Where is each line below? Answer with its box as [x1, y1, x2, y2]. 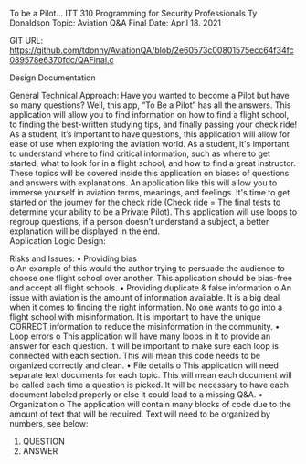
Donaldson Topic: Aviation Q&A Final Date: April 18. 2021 [9, 17, 222, 28]
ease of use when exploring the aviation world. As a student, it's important [9, 139, 290, 149]
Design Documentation [9, 72, 96, 83]
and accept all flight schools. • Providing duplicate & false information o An [9, 282, 292, 293]
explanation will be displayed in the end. [9, 226, 161, 237]
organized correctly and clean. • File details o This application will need [9, 360, 279, 371]
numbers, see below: [9, 418, 89, 428]
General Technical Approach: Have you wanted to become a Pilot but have [9, 90, 290, 100]
